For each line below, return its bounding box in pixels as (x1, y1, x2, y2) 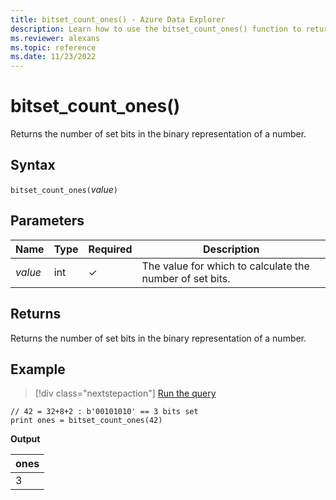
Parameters (10, 212, 85, 230)
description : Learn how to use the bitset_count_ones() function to (10, 24, 302, 34)
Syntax (10, 157, 56, 174)
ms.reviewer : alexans (10, 33, 101, 43)
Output (10, 433, 41, 445)
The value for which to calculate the (141, 259, 310, 273)
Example (10, 361, 66, 378)
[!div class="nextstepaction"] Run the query (34, 387, 217, 400)
